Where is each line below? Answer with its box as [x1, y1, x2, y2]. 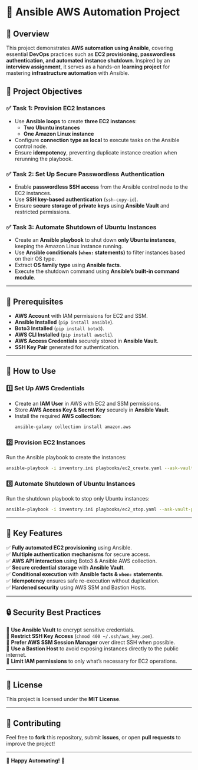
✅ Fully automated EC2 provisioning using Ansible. [6, 544, 133, 551]
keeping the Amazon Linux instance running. [14, 243, 123, 250]
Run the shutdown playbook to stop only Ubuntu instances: [6, 495, 150, 502]
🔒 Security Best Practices [6, 607, 101, 618]
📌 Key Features [6, 528, 63, 538]
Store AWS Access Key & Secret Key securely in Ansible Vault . [14, 406, 170, 413]
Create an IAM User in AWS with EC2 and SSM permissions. [14, 400, 161, 407]
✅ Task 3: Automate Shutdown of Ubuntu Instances [6, 223, 157, 231]
